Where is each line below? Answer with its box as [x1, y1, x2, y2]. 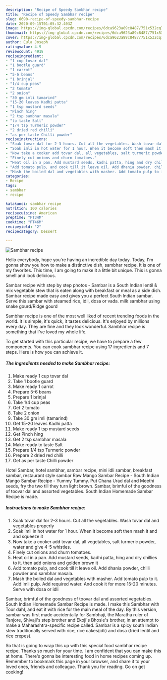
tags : [5, 183, 17, 188]
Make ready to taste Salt [12, 441, 63, 448]
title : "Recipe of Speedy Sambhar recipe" [5, 12, 95, 17]
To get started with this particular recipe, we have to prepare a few [5, 338, 142, 344]
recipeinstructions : [5, 137, 49, 142]
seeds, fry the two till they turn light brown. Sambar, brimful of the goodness [5, 483, 162, 489]
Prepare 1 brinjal [12, 394, 46, 400]
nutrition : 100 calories [5, 206, 57, 211]
